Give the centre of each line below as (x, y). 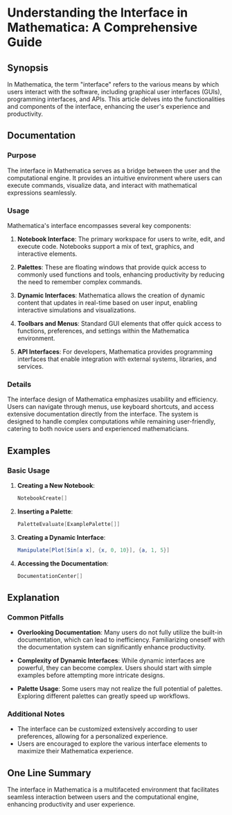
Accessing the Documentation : (63, 563)
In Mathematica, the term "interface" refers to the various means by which (113, 84)
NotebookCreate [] (42, 498)
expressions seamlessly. (42, 193)
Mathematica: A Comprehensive (102, 27)
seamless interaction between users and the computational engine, (103, 797)
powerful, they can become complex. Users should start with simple (115, 668)
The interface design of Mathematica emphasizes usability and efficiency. (113, 399)
